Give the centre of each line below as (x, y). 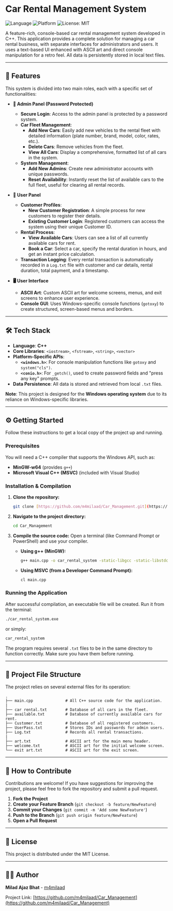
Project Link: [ (20, 897)
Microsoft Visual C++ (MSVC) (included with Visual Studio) (76, 472)
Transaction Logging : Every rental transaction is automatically (87, 259)
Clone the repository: (36, 497)
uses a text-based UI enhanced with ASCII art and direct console (74, 49)
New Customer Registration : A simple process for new (87, 210)
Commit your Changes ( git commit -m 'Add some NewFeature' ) (80, 810)
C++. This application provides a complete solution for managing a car (80, 39)
